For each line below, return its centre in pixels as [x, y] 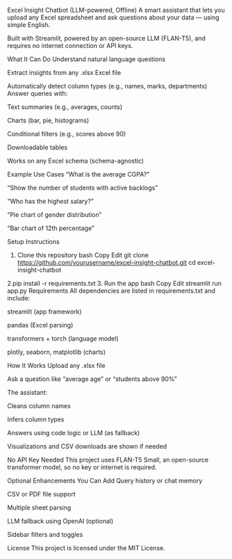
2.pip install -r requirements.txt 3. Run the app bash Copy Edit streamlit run [115, 283]
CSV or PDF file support [41, 494]
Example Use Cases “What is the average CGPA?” [78, 174]
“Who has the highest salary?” [50, 201]
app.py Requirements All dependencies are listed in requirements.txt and [111, 291]
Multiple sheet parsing [39, 508]
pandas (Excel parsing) [40, 325]
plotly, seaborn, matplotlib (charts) [57, 352]
